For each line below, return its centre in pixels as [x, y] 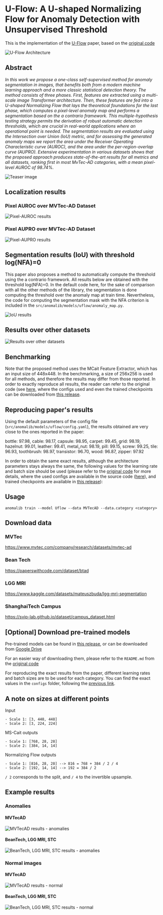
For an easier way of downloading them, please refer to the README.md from [80, 659]
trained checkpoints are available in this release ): [54, 481]
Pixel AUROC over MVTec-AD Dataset [50, 206]
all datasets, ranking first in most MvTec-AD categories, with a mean [74, 162]
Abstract [19, 68]
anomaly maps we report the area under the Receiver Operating [69, 141]
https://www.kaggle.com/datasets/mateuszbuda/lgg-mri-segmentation [76, 594]
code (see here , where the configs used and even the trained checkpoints [79, 389]
